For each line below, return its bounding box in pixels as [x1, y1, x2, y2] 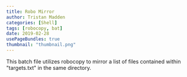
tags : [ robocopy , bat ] [6, 25, 63, 31]
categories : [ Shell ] [6, 20, 58, 25]
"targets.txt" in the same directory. [6, 64, 91, 71]
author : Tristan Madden [6, 14, 66, 20]
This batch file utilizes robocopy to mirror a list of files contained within [6, 57, 181, 65]
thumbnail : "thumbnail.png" [6, 42, 76, 48]
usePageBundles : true [6, 36, 60, 42]
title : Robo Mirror [6, 8, 55, 15]
